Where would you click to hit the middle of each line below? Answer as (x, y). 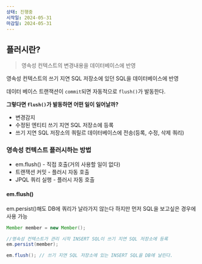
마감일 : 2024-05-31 (29, 23)
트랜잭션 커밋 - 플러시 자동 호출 (52, 172)
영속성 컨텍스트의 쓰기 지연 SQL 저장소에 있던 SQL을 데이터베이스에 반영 (92, 79)
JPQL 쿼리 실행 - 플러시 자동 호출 (55, 180)
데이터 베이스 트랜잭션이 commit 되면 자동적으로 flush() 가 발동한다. (86, 92)
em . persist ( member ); (33, 244)
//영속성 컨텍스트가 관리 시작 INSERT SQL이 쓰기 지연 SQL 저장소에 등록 (87, 239)
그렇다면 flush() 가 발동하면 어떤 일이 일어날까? (63, 105)
